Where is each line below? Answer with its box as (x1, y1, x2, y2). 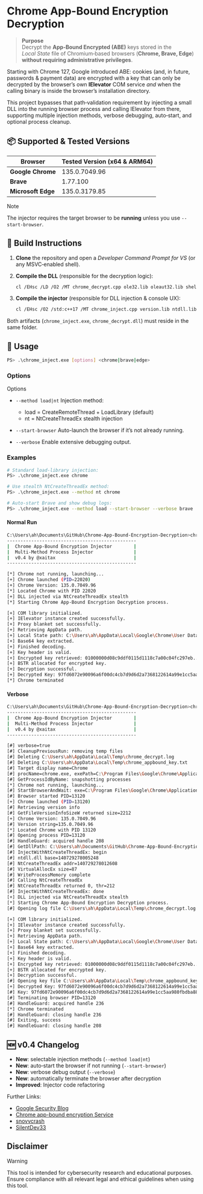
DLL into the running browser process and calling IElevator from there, (7, 105, 181, 112)
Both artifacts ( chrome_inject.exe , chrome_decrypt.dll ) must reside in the (7, 317, 189, 325)
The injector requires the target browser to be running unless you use (7, 214, 180, 221)
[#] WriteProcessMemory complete (7, 872, 91, 878)
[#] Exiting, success (7, 1017, 61, 1023)
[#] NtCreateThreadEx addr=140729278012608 (7, 860, 118, 866)
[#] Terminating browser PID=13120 (7, 994, 96, 1001)
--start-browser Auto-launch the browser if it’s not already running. (15, 427, 184, 434)
